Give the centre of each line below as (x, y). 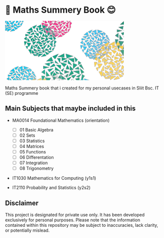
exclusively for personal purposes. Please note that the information (73, 220)
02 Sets (27, 135)
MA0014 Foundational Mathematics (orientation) (61, 120)
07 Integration (34, 163)
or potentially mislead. (27, 230)
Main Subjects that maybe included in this (70, 109)
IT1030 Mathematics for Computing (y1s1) (54, 178)
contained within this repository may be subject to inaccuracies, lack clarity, (82, 225)
